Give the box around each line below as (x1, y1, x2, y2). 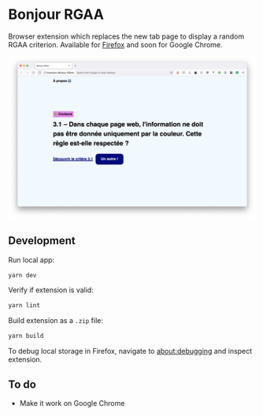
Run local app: (8, 254, 55, 265)
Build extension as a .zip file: (8, 316, 104, 325)
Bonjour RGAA (8, 6, 105, 24)
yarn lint (8, 302, 41, 310)
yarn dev (8, 271, 37, 279)
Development (8, 234, 76, 247)
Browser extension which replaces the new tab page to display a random (8, 32, 245, 41)
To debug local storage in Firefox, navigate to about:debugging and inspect (8, 347, 253, 356)
